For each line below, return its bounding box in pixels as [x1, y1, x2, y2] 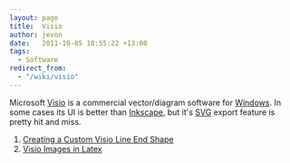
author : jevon [9, 30, 63, 39]
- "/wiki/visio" [17, 72, 79, 81]
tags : [9, 47, 30, 56]
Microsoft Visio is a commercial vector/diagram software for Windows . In [9, 97, 282, 108]
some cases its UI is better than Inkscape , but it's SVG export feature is [9, 106, 275, 118]
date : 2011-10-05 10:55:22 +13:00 [9, 38, 148, 48]
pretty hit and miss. [9, 116, 82, 127]
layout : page [9, 13, 59, 23]
